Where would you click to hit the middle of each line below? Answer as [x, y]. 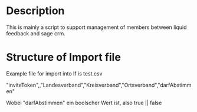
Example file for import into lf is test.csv [54, 73]
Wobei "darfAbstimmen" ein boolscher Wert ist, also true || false [84, 103]
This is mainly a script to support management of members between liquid [96, 27]
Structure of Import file [63, 57]
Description [35, 11]
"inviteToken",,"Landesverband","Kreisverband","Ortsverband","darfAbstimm [99, 85]
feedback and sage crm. [36, 33]
